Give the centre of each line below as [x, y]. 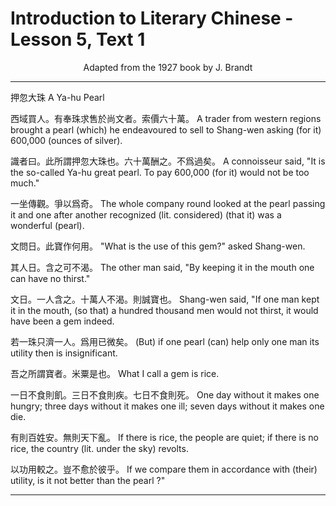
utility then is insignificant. [64, 353]
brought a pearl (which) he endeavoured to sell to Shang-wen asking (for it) [166, 129]
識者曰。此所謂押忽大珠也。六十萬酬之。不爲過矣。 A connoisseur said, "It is [168, 161]
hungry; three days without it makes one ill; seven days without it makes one [167, 406]
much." [25, 183]
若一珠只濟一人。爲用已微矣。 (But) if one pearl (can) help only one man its [165, 341]
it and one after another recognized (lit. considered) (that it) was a [146, 214]
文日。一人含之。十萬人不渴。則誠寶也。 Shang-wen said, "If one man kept [165, 299]
